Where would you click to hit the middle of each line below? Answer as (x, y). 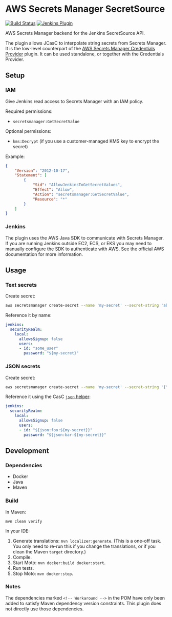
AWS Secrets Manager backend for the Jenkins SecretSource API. (75, 33)
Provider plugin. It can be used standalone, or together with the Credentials (85, 54)
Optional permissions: (28, 131)
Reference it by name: (29, 315)
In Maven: (16, 512)
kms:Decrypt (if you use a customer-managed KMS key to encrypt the (86, 141)
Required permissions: (29, 111)
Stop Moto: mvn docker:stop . (43, 573)
